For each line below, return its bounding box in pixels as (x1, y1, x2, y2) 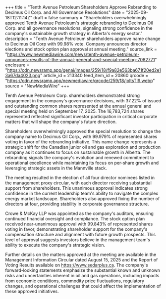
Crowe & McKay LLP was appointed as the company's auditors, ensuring (5, 211, 154, 216)
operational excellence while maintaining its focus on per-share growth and (5, 160, 159, 166)
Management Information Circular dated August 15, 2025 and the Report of (5, 257, 158, 262)
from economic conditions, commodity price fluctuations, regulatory (5, 278, 145, 284)
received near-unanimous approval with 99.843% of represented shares (5, 221, 153, 227)
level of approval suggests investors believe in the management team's (5, 237, 150, 243)
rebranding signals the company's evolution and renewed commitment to (5, 155, 155, 160)
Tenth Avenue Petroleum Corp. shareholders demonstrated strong (5, 92, 140, 98)
